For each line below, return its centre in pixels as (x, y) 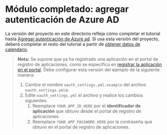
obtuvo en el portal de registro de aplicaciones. (81, 127)
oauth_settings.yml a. (47, 90)
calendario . (17, 49)
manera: (26, 75)
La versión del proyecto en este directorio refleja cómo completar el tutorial (83, 33)
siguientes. (36, 100)
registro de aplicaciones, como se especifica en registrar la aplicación (89, 64)
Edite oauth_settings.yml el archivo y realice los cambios (84, 95)
